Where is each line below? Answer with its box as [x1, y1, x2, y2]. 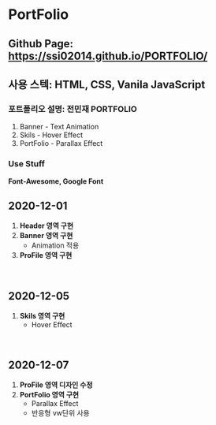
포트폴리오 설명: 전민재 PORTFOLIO [8, 103, 138, 114]
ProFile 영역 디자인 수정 [19, 380, 93, 390]
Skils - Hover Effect [19, 130, 83, 140]
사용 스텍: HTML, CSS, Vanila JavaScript [8, 77, 206, 91]
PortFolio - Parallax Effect [19, 139, 103, 148]
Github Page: [8, 37, 73, 50]
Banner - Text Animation [19, 122, 99, 132]
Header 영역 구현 [19, 221, 73, 230]
